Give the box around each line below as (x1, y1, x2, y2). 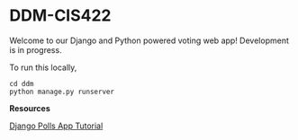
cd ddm (9, 79, 34, 88)
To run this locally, (9, 62, 77, 73)
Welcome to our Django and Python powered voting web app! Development (9, 35, 290, 46)
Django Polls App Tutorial (9, 120, 104, 131)
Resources (9, 102, 51, 113)
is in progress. (9, 44, 62, 55)
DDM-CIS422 (9, 5, 112, 26)
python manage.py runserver (9, 87, 115, 96)
